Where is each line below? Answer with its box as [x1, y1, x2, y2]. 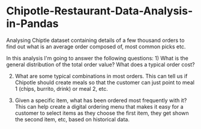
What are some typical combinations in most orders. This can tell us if [14, 72, 188, 79]
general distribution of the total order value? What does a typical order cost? [6, 61, 195, 68]
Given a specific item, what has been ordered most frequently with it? [14, 97, 187, 104]
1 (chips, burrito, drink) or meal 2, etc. [14, 85, 108, 92]
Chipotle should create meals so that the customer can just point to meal [14, 79, 195, 86]
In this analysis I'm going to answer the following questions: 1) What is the [6, 54, 189, 62]
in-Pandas [6, 17, 59, 30]
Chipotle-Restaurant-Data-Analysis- [6, 4, 193, 18]
